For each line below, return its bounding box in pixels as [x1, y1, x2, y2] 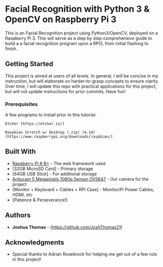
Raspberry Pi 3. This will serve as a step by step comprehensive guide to [5, 35, 152, 41]
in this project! [12, 256, 42, 263]
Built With [5, 147, 36, 156]
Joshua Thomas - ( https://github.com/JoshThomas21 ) [12, 224, 123, 230]
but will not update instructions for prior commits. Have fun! [5, 88, 126, 94]
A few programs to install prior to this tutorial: [5, 112, 97, 118]
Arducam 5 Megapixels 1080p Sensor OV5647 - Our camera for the [12, 176, 149, 182]
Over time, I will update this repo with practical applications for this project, [5, 83, 157, 89]
